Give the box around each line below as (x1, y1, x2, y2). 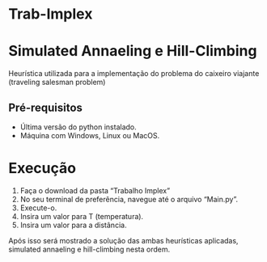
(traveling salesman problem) (8, 78, 106, 87)
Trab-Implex (8, 5, 93, 23)
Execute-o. (19, 203, 57, 213)
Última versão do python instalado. (19, 122, 138, 132)
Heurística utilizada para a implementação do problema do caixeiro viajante (8, 69, 260, 78)
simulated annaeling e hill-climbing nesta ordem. (8, 244, 171, 254)
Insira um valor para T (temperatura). (19, 211, 144, 221)
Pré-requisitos (8, 100, 83, 114)
